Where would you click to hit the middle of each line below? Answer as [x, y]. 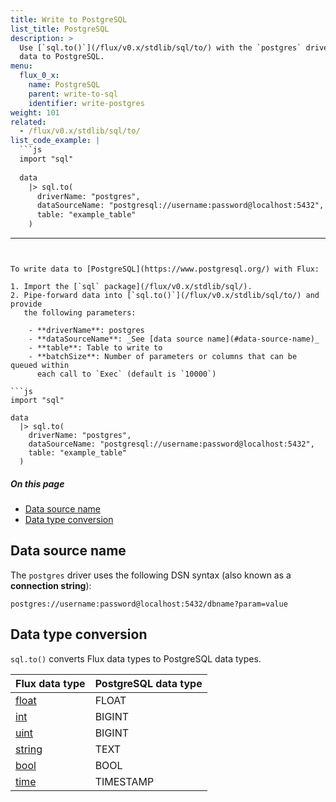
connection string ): [51, 585]
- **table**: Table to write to [95, 348]
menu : [21, 66]
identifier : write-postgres [86, 103]
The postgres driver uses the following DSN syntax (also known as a [151, 575]
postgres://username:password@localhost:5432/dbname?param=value [149, 604]
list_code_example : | [55, 141]
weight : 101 [35, 112]
